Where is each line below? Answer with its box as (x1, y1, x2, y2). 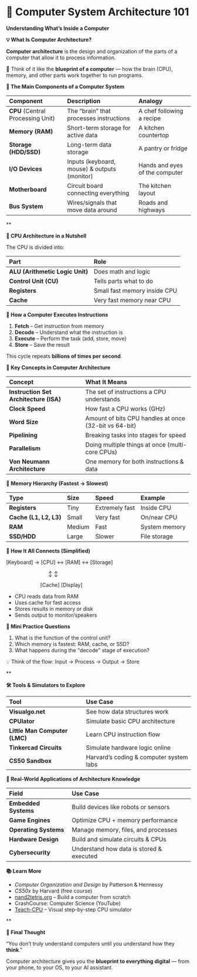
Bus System (9, 202, 43, 210)
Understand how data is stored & (72, 844, 162, 853)
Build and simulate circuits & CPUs (72, 835, 167, 843)
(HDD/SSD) (9, 148, 41, 156)
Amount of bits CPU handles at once (85, 414, 186, 422)
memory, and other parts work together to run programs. (6, 72, 144, 79)
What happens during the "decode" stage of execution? (14, 647, 150, 654)
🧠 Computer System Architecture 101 (6, 5, 189, 19)
